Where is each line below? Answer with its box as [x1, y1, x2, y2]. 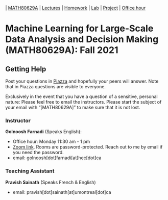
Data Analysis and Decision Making [5, 34, 159, 45]
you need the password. [12, 149, 64, 156]
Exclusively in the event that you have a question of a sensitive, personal [5, 93, 158, 99]
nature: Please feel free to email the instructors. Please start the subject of [5, 99, 162, 105]
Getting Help [5, 64, 46, 73]
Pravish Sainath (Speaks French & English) [5, 179, 96, 185]
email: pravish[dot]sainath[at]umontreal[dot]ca [12, 189, 111, 195]
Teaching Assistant [5, 167, 55, 174]
